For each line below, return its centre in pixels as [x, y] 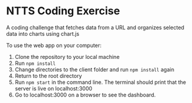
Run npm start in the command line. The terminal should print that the [100, 82]
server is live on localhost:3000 [53, 88]
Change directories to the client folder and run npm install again [95, 69]
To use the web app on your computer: [54, 45]
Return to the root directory [48, 76]
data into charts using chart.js [43, 33]
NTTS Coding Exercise [63, 11]
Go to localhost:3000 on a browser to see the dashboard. [85, 95]
